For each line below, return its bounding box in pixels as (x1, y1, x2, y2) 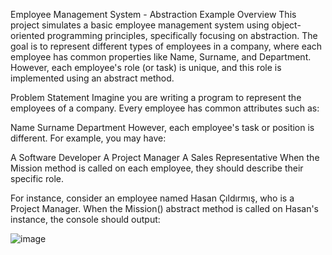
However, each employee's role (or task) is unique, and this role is (10, 62, 282, 73)
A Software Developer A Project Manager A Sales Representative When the (10, 152, 320, 163)
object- (271, 19, 302, 31)
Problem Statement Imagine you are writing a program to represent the (10, 92, 302, 103)
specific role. (10, 173, 65, 184)
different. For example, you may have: (10, 132, 167, 144)
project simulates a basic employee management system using (10, 19, 270, 31)
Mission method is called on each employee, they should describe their (10, 162, 304, 174)
